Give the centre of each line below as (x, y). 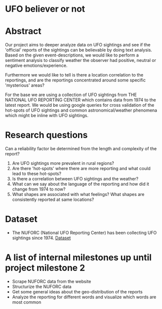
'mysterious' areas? (25, 85)
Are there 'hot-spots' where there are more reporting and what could (81, 169)
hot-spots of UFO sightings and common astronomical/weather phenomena (81, 110)
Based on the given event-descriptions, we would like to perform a (72, 55)
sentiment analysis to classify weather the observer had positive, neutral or (81, 60)
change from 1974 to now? (39, 189)
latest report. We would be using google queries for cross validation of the (80, 105)
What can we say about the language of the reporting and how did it (81, 184)
